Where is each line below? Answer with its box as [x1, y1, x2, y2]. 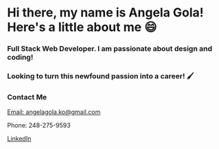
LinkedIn [7, 135, 32, 143]
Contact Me [7, 92, 47, 102]
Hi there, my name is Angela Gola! [7, 5, 204, 21]
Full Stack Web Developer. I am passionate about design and [7, 44, 213, 54]
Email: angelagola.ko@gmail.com [7, 108, 101, 116]
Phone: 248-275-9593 [7, 122, 71, 130]
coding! [7, 53, 34, 62]
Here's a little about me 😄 [7, 19, 157, 35]
